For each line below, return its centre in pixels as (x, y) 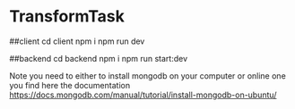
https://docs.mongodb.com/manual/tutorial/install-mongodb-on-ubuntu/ (143, 95)
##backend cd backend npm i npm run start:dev (99, 58)
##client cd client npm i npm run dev (77, 41)
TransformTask (67, 17)
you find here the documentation (70, 85)
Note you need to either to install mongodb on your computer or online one (148, 75)
